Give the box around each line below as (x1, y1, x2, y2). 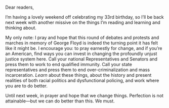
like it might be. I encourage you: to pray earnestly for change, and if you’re (5, 45, 162, 51)
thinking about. (5, 25, 37, 31)
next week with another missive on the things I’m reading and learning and (5, 20, 160, 25)
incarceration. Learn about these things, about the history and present (5, 72, 152, 78)
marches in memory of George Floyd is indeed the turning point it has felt (5, 40, 158, 46)
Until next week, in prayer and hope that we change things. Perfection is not (5, 93, 163, 98)
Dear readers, (5, 5, 34, 10)
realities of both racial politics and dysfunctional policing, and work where (5, 78, 159, 83)
